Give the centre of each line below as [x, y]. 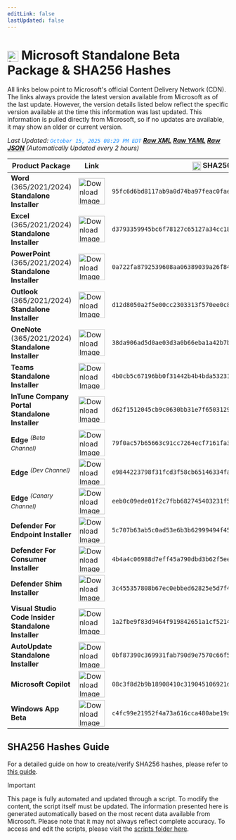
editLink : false [31, 14]
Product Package [41, 166]
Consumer [29, 559]
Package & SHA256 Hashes [89, 70]
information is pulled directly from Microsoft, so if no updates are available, [116, 120]
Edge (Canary [32, 498]
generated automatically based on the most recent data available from [109, 813]
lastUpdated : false [36, 20]
